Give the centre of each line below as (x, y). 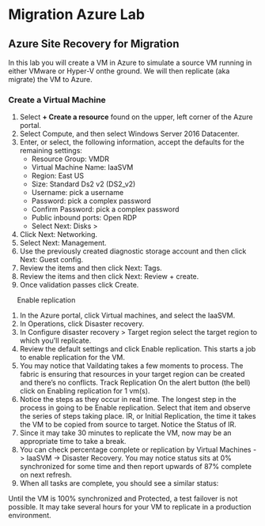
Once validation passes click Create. (79, 285)
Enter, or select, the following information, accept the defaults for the (132, 142)
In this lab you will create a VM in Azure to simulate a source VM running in (130, 62)
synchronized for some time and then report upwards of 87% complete (135, 467)
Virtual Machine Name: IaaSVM (82, 167)
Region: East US (58, 176)
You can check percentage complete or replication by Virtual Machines (135, 450)
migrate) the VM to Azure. (50, 79)
